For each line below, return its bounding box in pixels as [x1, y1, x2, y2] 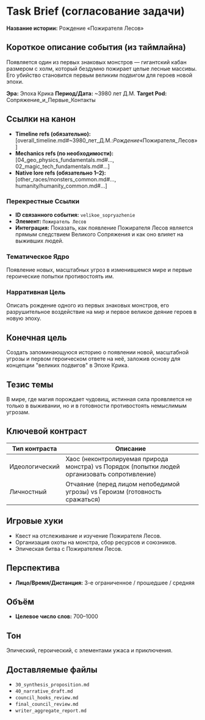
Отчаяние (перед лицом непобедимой [65, 479, 180, 488]
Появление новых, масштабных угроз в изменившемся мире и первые [6, 266, 192, 274]
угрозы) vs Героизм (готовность [65, 487, 162, 496]
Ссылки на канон [6, 114, 76, 125]
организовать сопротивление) [65, 470, 157, 478]
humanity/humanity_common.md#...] [15, 182, 107, 189]
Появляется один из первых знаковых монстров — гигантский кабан [6, 58, 187, 65]
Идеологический [9, 462, 60, 471]
